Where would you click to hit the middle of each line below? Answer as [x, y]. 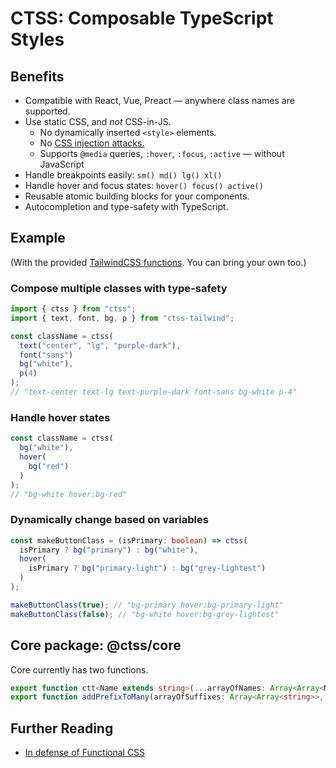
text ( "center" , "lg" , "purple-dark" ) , [100, 345]
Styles [37, 39]
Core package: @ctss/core [96, 645]
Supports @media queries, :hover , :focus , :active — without [162, 153]
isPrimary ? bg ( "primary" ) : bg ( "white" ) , [109, 550]
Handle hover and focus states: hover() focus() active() [144, 185]
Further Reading [62, 728]
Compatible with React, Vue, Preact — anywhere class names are [159, 100]
